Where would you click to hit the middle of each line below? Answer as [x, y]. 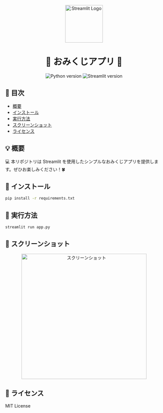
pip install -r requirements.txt [40, 198]
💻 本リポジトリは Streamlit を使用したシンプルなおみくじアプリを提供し [80, 161]
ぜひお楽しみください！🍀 [39, 169]
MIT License [18, 405]
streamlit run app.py [28, 227]
